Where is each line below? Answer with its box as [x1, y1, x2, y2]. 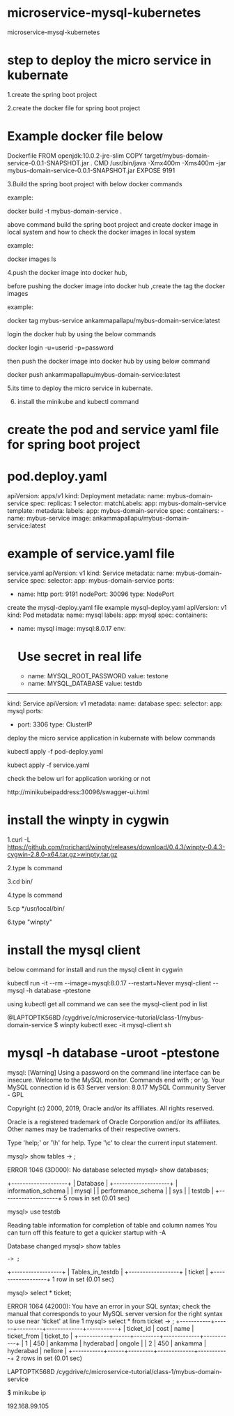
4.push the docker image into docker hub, [7, 268, 127, 276]
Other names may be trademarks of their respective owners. [7, 1125, 181, 1133]
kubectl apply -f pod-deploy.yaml [7, 747, 103, 755]
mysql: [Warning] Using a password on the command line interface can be [7, 1068, 221, 1076]
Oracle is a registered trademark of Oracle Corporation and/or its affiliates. [7, 1117, 221, 1126]
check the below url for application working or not [7, 774, 151, 782]
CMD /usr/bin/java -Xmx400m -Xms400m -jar [93, 158, 226, 167]
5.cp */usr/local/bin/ [7, 904, 65, 912]
